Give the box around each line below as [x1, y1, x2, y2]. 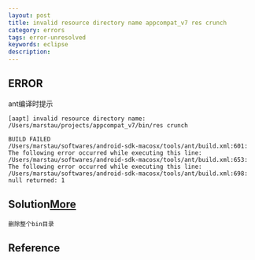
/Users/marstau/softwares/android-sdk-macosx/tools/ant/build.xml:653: [8, 156, 248, 163]
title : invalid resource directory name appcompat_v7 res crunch [8, 19, 227, 27]
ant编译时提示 [8, 99, 54, 108]
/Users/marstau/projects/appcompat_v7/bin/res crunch [8, 121, 189, 130]
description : [8, 48, 51, 56]
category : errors [8, 26, 65, 34]
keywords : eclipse [8, 41, 68, 49]
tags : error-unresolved [8, 33, 87, 42]
